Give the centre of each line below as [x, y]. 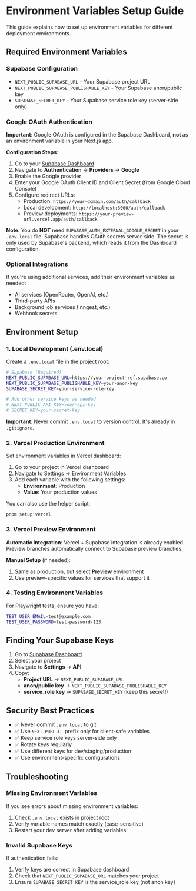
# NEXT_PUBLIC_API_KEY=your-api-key [51, 405]
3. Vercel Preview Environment [51, 530]
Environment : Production [54, 486]
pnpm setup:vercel [29, 514]
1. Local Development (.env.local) [55, 348]
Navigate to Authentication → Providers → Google [77, 169]
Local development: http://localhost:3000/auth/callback [94, 207]
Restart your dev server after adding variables [70, 830]
